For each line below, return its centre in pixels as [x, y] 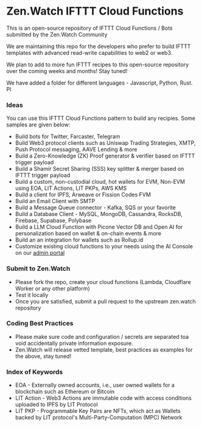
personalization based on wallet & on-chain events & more [88, 234]
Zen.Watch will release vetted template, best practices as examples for [104, 349]
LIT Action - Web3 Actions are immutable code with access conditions [103, 398]
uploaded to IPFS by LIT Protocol [57, 404]
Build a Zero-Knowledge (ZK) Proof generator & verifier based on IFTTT [105, 156]
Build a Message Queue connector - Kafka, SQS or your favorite [96, 207]
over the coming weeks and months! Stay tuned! [67, 71]
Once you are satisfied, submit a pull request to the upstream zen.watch [105, 301]
